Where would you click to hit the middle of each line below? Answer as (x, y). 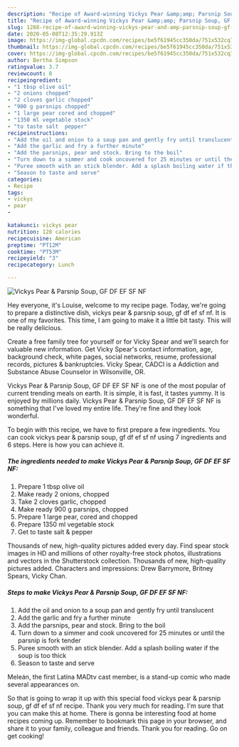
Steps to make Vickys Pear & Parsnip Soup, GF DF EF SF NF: (98, 592)
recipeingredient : (34, 80)
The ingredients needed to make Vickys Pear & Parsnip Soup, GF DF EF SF (119, 461)
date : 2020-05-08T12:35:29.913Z (55, 34)
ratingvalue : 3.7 (33, 67)
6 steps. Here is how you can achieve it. (66, 445)
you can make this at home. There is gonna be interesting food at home (112, 713)
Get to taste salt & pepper (55, 531)
